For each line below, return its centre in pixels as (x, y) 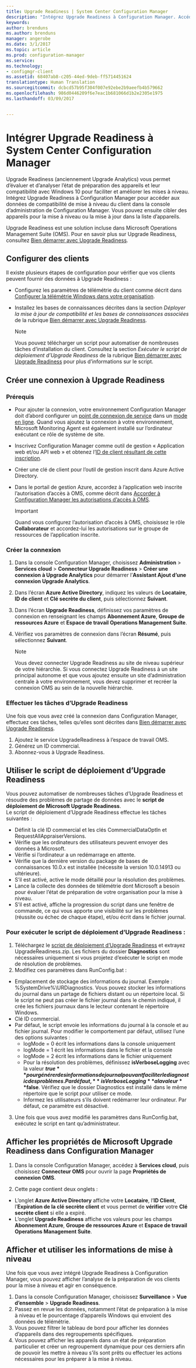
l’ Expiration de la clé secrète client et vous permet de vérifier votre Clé (101, 1206)
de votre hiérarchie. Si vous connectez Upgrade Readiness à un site (96, 669)
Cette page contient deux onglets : (56, 1189)
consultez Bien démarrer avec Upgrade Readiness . (67, 240)
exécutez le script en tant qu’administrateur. (67, 1123)
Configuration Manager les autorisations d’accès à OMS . (82, 500)
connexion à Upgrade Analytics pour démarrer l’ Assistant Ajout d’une (100, 575)
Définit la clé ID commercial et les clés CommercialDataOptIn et (91, 830)
